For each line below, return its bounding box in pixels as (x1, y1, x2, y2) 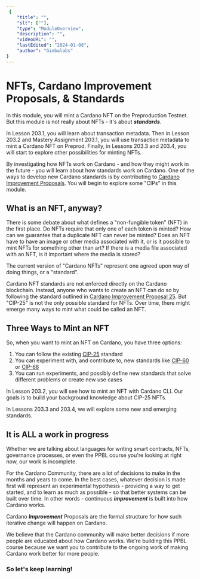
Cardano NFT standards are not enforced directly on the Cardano (6, 280, 167, 287)
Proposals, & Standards (6, 92, 125, 105)
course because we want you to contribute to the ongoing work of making (6, 544, 189, 551)
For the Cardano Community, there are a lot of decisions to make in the (6, 469, 181, 477)
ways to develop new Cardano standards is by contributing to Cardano (6, 173, 180, 180)
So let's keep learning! (6, 565, 73, 573)
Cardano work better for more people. (6, 550, 100, 557)
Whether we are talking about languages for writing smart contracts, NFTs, (6, 445, 190, 452)
